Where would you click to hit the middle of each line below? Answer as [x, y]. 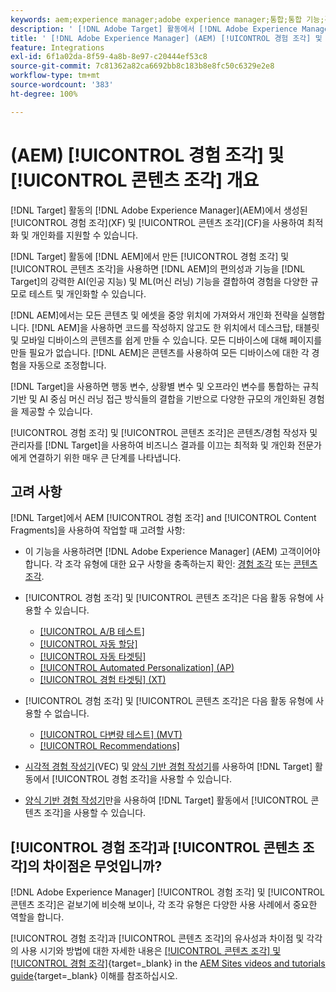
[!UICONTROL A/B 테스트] [92, 632]
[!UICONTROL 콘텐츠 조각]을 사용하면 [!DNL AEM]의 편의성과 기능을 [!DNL [158, 268]
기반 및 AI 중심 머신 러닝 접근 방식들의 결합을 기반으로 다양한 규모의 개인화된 [158, 398]
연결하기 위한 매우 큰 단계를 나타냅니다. [105, 457]
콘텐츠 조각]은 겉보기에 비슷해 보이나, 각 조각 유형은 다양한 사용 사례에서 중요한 [164, 905]
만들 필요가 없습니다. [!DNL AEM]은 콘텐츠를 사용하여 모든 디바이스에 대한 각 [160, 352]
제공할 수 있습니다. [56, 411]
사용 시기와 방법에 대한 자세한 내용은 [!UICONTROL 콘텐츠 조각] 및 [151, 951]
